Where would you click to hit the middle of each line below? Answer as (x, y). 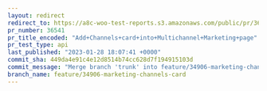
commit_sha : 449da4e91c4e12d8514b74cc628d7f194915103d (100, 60)
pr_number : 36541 (36, 30)
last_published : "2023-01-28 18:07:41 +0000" (84, 52)
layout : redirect (36, 15)
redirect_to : (29, 23)
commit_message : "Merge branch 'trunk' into (82, 67)
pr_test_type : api (38, 45)
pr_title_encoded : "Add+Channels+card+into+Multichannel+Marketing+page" (133, 38)
